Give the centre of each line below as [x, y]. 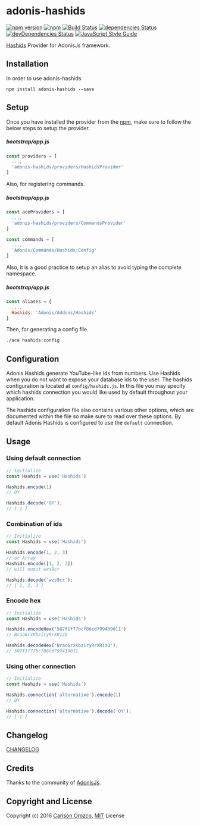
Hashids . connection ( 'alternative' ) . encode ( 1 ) [63, 695]
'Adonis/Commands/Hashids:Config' [54, 250]
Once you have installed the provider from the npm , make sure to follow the [99, 122]
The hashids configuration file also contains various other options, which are [100, 410]
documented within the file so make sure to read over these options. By [94, 416]
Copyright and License [49, 801]
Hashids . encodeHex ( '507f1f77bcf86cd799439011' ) [66, 629]
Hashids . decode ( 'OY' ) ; [34, 503]
